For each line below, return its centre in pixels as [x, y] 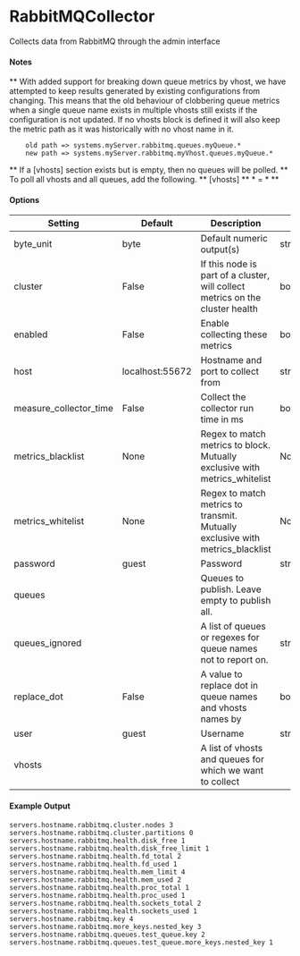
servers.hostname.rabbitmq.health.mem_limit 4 [97, 872]
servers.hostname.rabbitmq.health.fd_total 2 [95, 856]
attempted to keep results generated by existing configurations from [135, 91]
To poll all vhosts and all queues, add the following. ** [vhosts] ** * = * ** [144, 180]
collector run [227, 409]
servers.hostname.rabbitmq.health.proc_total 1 [100, 887]
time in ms [222, 419]
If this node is [229, 264]
